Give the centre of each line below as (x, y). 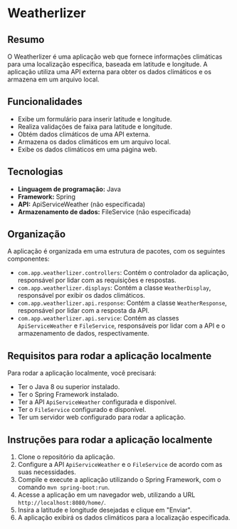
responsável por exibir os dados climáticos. (81, 296)
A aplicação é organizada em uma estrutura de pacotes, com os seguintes (116, 251)
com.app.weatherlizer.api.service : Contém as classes (98, 318)
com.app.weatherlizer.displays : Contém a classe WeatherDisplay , (114, 288)
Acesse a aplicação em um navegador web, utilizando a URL (106, 495)
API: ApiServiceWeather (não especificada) (81, 204)
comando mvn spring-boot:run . (64, 488)
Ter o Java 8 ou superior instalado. (69, 387)
